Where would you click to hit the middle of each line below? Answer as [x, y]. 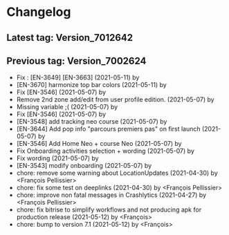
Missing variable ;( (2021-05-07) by [67, 107]
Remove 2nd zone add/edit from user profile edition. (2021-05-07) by [116, 100]
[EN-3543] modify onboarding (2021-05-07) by [84, 166]
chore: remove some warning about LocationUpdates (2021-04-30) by [117, 173]
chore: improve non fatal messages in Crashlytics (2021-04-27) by [111, 195]
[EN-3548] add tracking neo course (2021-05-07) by [92, 122]
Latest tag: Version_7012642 [70, 38]
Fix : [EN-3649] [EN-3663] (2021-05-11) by [78, 77]
